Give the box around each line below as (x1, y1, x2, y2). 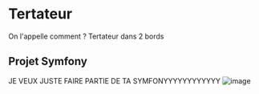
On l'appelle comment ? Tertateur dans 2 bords (8, 31, 164, 41)
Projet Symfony (8, 55, 88, 68)
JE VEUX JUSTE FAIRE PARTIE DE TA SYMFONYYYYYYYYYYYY (8, 76, 221, 85)
